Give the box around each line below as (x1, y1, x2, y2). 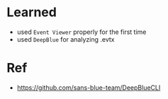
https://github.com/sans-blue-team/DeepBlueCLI (16, 83, 161, 92)
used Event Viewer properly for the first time (16, 28, 147, 36)
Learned (6, 4, 57, 21)
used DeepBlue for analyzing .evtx (16, 35, 115, 43)
